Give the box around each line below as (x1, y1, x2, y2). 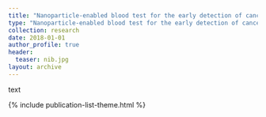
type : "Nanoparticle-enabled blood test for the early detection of (8, 19, 239, 27)
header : (8, 48, 34, 56)
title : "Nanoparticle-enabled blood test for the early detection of (8, 11, 243, 20)
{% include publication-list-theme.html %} (8, 100, 146, 109)
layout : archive (8, 63, 62, 71)
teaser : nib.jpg (15, 56, 69, 64)
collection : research (8, 26, 80, 34)
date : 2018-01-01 (8, 33, 66, 42)
